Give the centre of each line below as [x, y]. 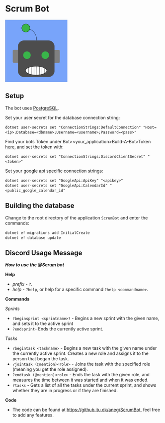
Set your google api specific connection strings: [54, 171]
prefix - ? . [22, 284]
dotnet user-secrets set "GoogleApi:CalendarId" [56, 185]
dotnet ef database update [33, 238]
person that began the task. [41, 359]
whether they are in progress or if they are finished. [65, 391]
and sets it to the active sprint [43, 323]
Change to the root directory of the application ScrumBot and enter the [77, 217]
